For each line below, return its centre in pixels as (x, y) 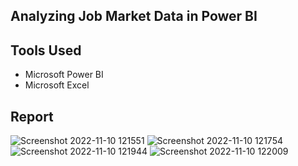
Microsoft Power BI (64, 75)
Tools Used (46, 50)
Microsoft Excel (57, 85)
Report (32, 116)
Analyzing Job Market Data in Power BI (134, 16)
